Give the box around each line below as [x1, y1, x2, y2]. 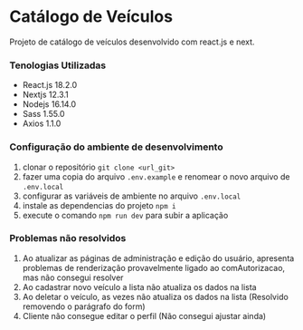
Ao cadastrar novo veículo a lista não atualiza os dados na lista [22, 281, 257, 292]
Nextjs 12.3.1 [22, 89, 70, 101]
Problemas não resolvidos [9, 232, 127, 245]
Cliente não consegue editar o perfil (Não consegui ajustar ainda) [22, 310, 267, 321]
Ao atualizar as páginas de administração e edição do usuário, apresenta [22, 252, 295, 264]
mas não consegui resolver [22, 272, 124, 283]
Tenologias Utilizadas [9, 59, 107, 72]
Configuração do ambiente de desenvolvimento [9, 141, 223, 153]
